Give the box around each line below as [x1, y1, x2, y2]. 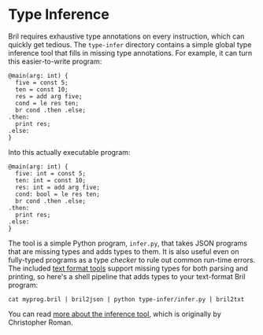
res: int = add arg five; [15, 183, 101, 191]
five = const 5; [15, 79, 69, 87]
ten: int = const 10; [15, 176, 87, 184]
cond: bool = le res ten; [15, 190, 101, 198]
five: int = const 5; [15, 169, 87, 178]
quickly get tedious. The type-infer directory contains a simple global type [8, 39, 252, 49]
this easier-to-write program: [8, 57, 102, 66]
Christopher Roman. [8, 317, 73, 327]
